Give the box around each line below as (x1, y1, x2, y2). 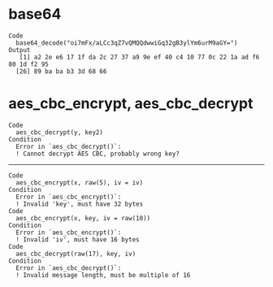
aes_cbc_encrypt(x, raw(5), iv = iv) (15, 178, 144, 187)
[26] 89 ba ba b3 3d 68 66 (15, 67, 107, 76)
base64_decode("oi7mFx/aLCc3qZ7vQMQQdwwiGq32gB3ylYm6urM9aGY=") (15, 38, 238, 47)
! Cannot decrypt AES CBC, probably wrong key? (15, 150, 180, 158)
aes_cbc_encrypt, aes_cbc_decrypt (8, 94, 253, 113)
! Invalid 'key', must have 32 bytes (15, 200, 144, 208)
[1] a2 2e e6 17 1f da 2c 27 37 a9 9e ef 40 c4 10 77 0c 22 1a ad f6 (19, 53, 260, 61)
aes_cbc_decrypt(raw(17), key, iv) (15, 250, 136, 258)
